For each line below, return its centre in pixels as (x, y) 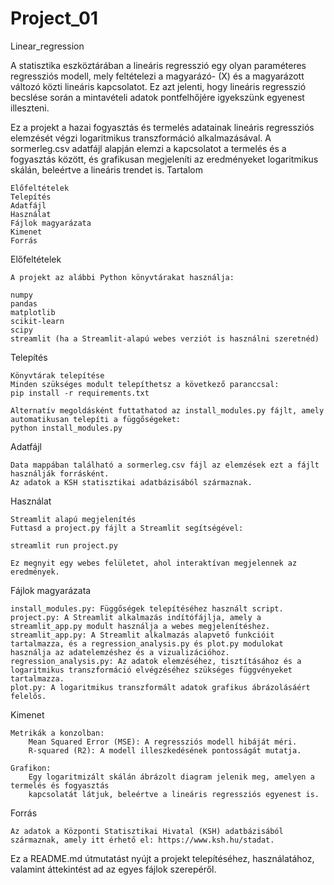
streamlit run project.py (64, 545)
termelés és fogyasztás (60, 785)
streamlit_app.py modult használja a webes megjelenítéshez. (140, 626)
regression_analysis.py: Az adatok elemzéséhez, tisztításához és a (156, 661)
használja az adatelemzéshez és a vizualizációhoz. (120, 652)
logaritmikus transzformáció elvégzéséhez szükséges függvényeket (151, 670)
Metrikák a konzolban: (57, 733)
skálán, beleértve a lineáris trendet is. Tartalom (107, 169)
